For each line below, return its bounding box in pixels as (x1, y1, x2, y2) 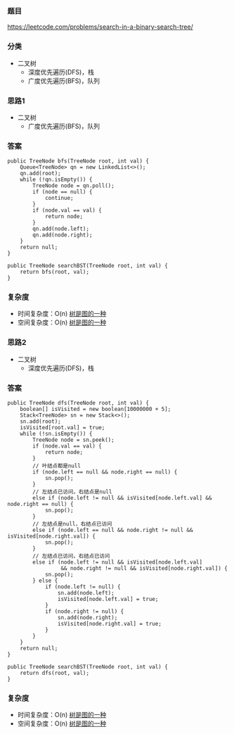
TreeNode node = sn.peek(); (32, 436, 115, 444)
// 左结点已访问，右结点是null (32, 488, 112, 495)
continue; (44, 195, 74, 202)
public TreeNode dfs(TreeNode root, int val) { (7, 400, 150, 407)
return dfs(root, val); (20, 670, 90, 677)
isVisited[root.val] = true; (20, 424, 105, 431)
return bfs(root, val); (20, 269, 90, 276)
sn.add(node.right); (57, 614, 118, 621)
